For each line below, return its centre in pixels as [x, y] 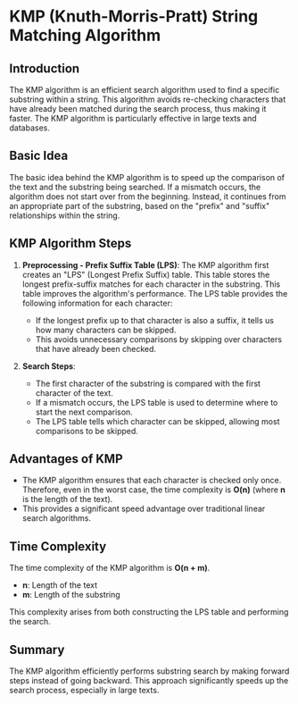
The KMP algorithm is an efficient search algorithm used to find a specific [145, 90]
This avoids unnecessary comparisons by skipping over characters [159, 339]
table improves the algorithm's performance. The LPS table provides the [155, 293]
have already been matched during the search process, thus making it [138, 109]
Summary [37, 650]
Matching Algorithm [85, 35]
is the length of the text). [67, 499]
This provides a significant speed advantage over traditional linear [144, 509]
